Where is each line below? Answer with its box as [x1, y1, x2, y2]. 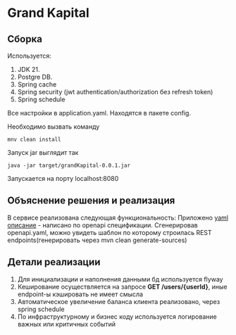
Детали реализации [7, 256, 101, 268]
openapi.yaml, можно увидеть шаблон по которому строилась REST [7, 228, 213, 236]
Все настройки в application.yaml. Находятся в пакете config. [7, 109, 192, 117]
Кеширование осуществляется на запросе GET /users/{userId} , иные [17, 282, 228, 291]
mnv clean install [7, 136, 61, 143]
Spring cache [17, 80, 57, 89]
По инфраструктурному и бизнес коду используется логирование [17, 312, 217, 321]
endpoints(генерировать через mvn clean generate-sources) [7, 236, 187, 244]
